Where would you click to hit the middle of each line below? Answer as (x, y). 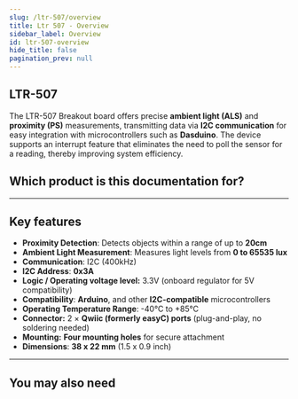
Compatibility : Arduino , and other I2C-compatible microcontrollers (146, 300)
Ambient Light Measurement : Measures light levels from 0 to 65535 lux (155, 253)
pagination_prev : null (51, 59)
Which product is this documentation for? (127, 181)
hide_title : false (43, 51)
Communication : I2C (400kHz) (79, 262)
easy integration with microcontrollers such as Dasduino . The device (135, 135)
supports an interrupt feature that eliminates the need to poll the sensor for (146, 144)
